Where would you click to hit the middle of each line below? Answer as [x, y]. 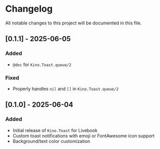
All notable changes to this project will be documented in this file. [74, 23]
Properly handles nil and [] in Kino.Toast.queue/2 [66, 88]
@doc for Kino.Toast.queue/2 [42, 65]
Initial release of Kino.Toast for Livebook [55, 130]
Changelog [29, 9]
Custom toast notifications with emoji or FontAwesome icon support [84, 136]
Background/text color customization [51, 141]
